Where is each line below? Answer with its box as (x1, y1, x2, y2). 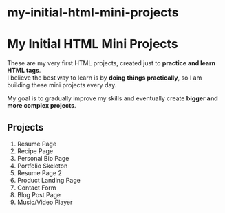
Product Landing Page (17, 176, 81, 184)
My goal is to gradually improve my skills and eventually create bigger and (7, 94, 218, 102)
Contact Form (17, 183, 56, 192)
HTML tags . (7, 67, 41, 75)
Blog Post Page (17, 190, 61, 199)
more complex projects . (7, 102, 77, 110)
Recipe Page (17, 146, 54, 155)
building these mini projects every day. (7, 81, 117, 89)
